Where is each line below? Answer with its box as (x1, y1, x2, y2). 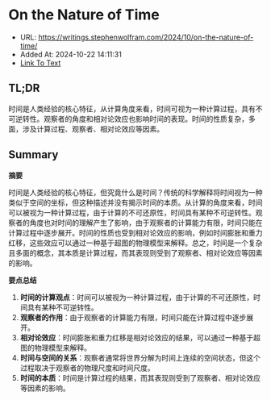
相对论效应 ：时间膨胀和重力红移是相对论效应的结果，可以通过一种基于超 (19, 332, 261, 342)
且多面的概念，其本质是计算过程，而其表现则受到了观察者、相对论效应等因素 (8, 248, 263, 257)
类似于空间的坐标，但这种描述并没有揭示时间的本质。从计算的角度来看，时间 (8, 198, 263, 207)
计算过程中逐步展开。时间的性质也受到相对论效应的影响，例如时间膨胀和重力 (8, 227, 263, 237)
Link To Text (19, 58, 61, 68)
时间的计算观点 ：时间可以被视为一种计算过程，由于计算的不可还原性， (19, 292, 254, 302)
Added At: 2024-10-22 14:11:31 (19, 49, 123, 59)
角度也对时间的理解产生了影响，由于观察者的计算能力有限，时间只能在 (29, 218, 263, 227)
